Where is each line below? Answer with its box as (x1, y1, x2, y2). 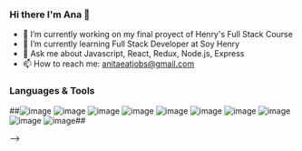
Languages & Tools (9, 85, 95, 97)
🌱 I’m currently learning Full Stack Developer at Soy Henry (22, 38, 240, 49)
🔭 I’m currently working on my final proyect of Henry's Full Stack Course (22, 29, 293, 40)
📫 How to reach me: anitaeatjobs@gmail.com (22, 58, 195, 69)
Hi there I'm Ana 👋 (9, 8, 91, 21)
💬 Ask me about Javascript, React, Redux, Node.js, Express (22, 48, 245, 59)
